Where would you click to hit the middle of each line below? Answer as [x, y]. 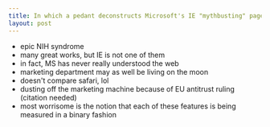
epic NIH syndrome [52, 46]
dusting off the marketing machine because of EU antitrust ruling [127, 88]
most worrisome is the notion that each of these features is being [128, 106]
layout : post [30, 23]
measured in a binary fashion [68, 114]
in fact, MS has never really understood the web [99, 63]
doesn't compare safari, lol [64, 80]
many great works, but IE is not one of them [92, 55]
